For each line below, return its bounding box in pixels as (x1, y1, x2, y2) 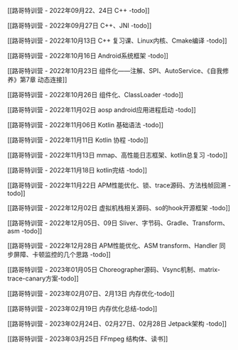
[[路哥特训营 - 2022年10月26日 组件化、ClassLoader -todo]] (7, 91, 183, 99)
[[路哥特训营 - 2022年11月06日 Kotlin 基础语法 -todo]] (7, 121, 164, 129)
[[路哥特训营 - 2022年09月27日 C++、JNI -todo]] (7, 21, 152, 30)
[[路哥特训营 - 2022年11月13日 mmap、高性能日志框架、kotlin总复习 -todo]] (7, 151, 228, 159)
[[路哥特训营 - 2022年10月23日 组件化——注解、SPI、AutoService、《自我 (7, 67, 223, 75)
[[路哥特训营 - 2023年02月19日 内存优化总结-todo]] (7, 305, 158, 312)
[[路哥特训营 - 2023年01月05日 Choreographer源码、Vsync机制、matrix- (7, 266, 221, 273)
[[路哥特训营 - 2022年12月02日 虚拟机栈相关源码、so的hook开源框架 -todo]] (7, 204, 231, 212)
